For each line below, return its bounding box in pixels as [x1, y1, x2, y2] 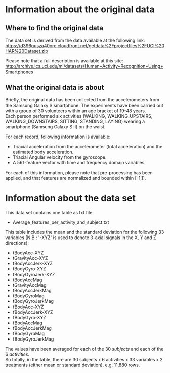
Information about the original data [5, 4, 155, 15]
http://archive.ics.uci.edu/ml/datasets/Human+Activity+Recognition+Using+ [5, 63, 163, 69]
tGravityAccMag [12, 282, 47, 288]
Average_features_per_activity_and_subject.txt [12, 219, 109, 225]
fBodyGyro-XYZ [12, 314, 47, 320]
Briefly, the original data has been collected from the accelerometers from [5, 96, 159, 103]
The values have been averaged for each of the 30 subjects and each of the [5, 346, 164, 352]
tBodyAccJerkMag [12, 287, 52, 293]
